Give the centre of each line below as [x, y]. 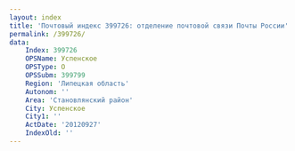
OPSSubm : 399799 [56, 75]
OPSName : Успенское [61, 59]
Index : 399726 [51, 51]
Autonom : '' [47, 91]
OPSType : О [45, 68]
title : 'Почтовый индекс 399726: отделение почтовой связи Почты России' [149, 26]
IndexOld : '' [49, 133]
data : [19, 42]
